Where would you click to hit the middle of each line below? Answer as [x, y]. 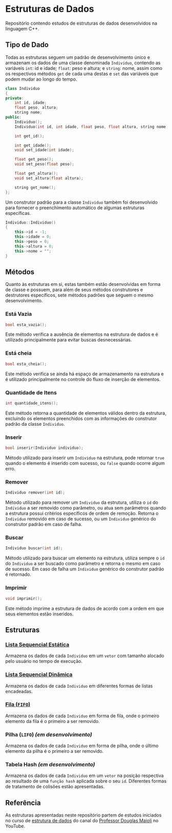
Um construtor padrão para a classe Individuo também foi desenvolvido [81, 202]
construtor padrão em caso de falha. [44, 524]
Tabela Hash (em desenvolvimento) [50, 765]
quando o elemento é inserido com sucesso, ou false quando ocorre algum [85, 463]
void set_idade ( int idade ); [44, 150]
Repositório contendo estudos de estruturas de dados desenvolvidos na [81, 23]
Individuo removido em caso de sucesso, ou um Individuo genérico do [81, 519]
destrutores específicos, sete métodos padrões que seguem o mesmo [79, 295]
